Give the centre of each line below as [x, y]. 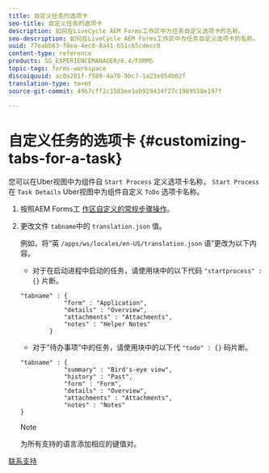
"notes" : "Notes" [95, 405]
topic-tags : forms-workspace [57, 69]
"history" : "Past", [98, 377]
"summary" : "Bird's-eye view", [118, 370]
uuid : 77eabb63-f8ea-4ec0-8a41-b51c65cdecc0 [84, 46]
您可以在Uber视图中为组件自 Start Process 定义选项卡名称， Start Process [134, 182]
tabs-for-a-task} [65, 158]
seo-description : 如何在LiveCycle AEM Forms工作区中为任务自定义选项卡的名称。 [134, 38]
